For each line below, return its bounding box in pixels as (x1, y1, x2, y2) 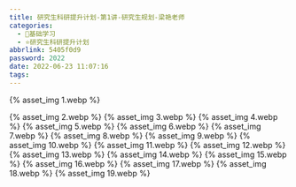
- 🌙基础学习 (17, 29, 56, 38)
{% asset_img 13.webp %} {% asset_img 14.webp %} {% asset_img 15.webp (9, 149, 287, 160)
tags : (9, 71, 29, 79)
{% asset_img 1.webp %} (9, 94, 100, 105)
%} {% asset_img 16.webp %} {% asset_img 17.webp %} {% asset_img (9, 158, 267, 168)
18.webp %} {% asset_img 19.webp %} (9, 168, 151, 178)
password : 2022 (9, 54, 66, 63)
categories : (9, 21, 53, 30)
